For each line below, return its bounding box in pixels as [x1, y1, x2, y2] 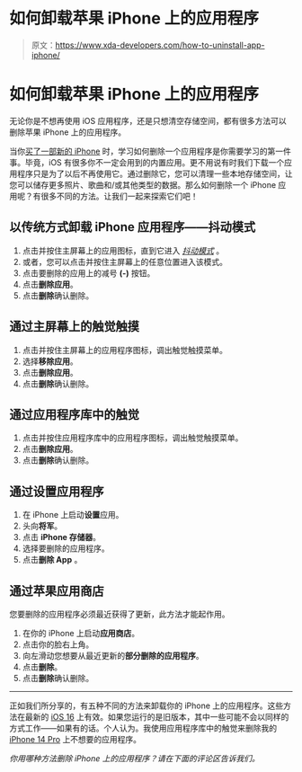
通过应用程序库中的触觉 [9, 406, 139, 422]
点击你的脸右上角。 [22, 639, 94, 650]
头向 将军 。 [22, 520, 63, 531]
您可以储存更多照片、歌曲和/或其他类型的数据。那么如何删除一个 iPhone [9, 179, 277, 190]
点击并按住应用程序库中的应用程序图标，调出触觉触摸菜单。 [22, 432, 244, 443]
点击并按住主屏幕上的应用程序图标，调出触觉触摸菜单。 [22, 344, 227, 355]
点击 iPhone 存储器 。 [22, 532, 102, 543]
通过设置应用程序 [9, 484, 104, 499]
